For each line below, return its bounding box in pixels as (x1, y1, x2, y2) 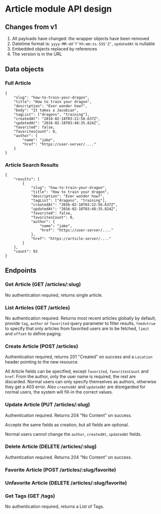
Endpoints (5, 266, 37, 275)
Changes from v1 (5, 23, 57, 31)
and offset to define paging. (5, 330, 62, 336)
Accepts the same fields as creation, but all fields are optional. (5, 422, 129, 428)
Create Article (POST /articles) (5, 343, 78, 349)
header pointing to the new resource (5, 359, 78, 365)
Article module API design (5, 3, 112, 15)
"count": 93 (14, 249, 38, 254)
